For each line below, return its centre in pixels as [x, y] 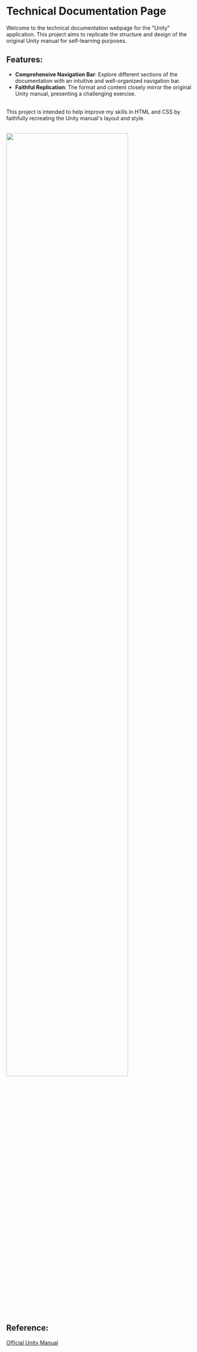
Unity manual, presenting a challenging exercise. [76, 93]
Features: [25, 60]
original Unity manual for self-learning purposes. [67, 41]
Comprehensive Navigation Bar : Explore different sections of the [96, 74]
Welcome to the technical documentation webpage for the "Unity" [88, 28]
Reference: [27, 1328]
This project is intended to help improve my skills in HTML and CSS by [93, 112]
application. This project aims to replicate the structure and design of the [97, 34]
